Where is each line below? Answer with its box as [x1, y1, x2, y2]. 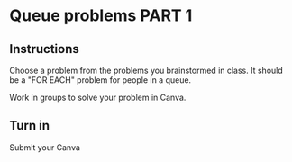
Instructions [9, 41, 79, 57]
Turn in [9, 118, 50, 133]
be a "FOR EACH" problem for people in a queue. [9, 75, 192, 85]
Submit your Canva [9, 141, 81, 153]
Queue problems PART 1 [9, 5, 193, 26]
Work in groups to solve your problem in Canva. [9, 92, 187, 103]
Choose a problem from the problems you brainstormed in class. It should [9, 65, 284, 76]
